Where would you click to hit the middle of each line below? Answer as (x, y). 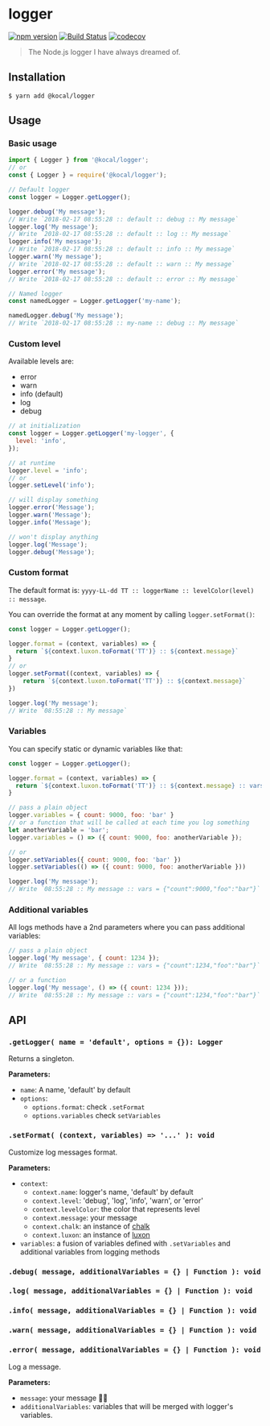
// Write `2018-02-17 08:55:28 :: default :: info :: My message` (122, 249)
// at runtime (32, 463)
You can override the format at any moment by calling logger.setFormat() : (132, 614)
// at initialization (45, 426)
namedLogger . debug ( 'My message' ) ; (66, 316)
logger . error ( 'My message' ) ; (57, 272)
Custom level (35, 343)
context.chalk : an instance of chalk (91, 1226)
